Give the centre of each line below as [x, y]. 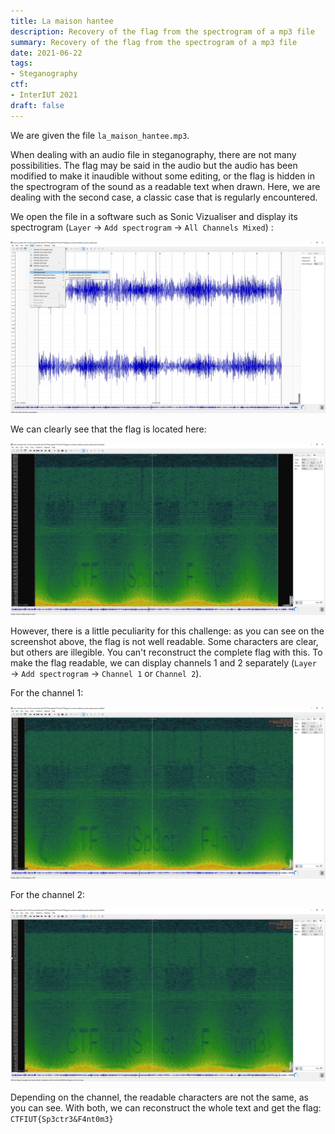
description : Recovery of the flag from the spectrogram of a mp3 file [162, 31]
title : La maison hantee [62, 21]
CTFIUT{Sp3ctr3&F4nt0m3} [62, 1119]
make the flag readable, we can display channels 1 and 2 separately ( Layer [163, 662]
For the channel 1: [47, 692]
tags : [21, 63]
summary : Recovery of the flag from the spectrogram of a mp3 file [154, 42]
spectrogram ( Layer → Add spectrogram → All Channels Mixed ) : [142, 227]
